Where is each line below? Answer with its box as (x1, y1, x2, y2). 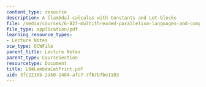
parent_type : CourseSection (6, 55, 78, 61)
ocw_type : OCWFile (6, 43, 53, 50)
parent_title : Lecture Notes (6, 49, 81, 55)
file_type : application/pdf (6, 26, 78, 32)
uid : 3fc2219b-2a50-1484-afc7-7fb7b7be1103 (6, 72, 120, 78)
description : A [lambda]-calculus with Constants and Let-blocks (6, 15, 177, 21)
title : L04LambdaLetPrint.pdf (6, 66, 84, 72)
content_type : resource (6, 9, 67, 15)
